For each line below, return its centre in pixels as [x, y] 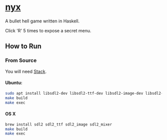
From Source [21, 60]
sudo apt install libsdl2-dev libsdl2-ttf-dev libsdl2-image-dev [74, 93]
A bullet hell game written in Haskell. [42, 21]
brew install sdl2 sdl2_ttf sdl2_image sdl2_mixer [59, 124]
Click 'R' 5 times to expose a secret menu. [48, 30]
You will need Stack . [26, 71]
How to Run [23, 46]
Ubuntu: [14, 83]
